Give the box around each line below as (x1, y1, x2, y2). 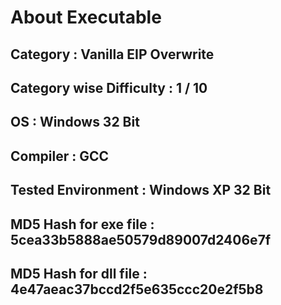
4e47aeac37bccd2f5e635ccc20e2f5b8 (10, 281, 264, 298)
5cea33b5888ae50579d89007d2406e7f (10, 231, 272, 248)
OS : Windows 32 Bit (10, 114, 140, 131)
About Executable (10, 6, 162, 29)
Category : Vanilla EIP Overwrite (10, 46, 215, 63)
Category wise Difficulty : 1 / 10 (10, 79, 208, 96)
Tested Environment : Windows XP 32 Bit (10, 182, 272, 199)
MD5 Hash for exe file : (10, 216, 155, 233)
